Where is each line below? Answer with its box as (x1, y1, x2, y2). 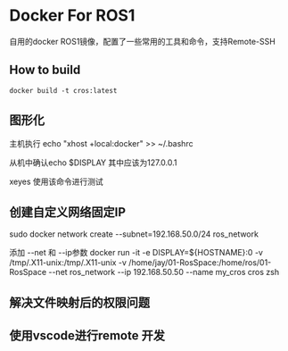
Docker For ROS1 (9, 5, 136, 26)
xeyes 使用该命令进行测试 (9, 176, 104, 187)
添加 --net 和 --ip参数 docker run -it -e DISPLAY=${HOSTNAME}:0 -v (9, 247, 263, 258)
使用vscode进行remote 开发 (9, 328, 165, 344)
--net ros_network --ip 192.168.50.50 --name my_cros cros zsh (48, 267, 279, 278)
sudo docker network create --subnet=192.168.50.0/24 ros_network (9, 229, 259, 239)
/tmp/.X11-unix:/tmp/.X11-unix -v (9, 257, 128, 268)
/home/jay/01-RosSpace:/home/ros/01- (128, 257, 272, 268)
